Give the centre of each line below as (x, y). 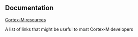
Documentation (29, 8)
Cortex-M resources (26, 19)
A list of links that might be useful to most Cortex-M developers (69, 29)
